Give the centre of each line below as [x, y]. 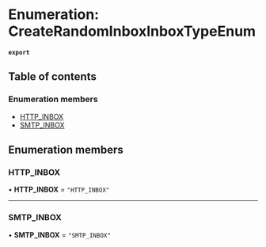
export [19, 52]
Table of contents [52, 77]
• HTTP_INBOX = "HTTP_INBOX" [59, 190]
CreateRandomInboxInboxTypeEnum [132, 31]
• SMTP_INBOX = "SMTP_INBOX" [59, 234]
